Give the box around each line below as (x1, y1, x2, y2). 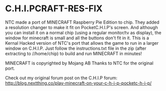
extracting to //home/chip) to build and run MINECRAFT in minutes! (5, 50, 142, 57)
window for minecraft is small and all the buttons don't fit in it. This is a (5, 35, 150, 41)
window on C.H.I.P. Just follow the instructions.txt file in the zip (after (5, 45, 147, 51)
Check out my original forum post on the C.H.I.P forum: (5, 75, 117, 81)
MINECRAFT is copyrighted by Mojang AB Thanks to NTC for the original (5, 60, 154, 66)
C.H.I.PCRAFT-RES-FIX (5, 3, 103, 14)
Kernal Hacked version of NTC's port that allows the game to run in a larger (5, 40, 159, 46)
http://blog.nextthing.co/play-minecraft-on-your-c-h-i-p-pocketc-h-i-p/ (5, 80, 152, 86)
